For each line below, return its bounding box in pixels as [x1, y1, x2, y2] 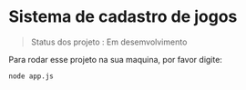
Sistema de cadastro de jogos [8, 6, 238, 27]
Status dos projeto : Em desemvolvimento [30, 36, 188, 47]
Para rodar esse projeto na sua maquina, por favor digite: [8, 54, 222, 65]
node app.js [8, 71, 54, 81]
